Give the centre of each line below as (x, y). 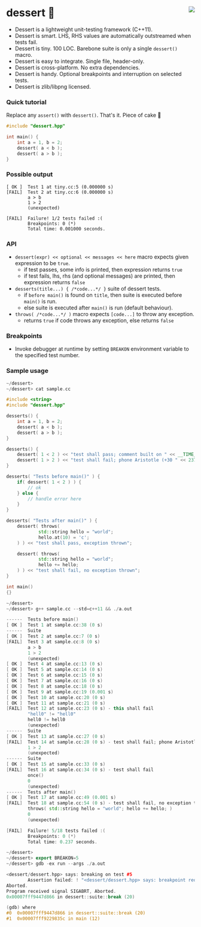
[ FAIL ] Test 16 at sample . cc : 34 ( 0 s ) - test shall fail (80, 770)
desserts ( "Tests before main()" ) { (53, 477)
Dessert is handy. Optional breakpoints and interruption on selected (98, 74)
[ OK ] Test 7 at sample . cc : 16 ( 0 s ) (54, 681)
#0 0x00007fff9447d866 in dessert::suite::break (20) (76, 913)
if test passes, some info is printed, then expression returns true (103, 270)
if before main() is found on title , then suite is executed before (103, 295)
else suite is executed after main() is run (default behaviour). (98, 308)
